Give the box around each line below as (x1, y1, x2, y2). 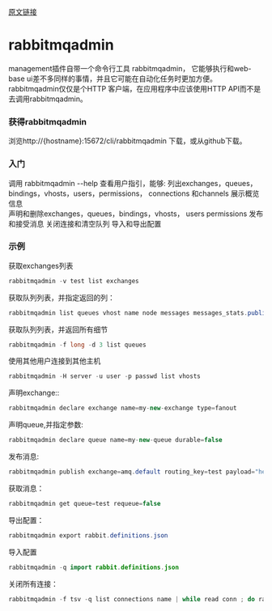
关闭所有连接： (8, 579, 58, 588)
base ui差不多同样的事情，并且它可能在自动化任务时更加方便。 (8, 74, 217, 83)
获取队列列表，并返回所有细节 (8, 325, 108, 334)
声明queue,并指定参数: (8, 420, 83, 430)
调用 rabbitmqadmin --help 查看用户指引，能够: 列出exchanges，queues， (8, 178, 257, 188)
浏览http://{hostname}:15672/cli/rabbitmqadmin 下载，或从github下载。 (8, 136, 247, 146)
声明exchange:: (8, 388, 60, 398)
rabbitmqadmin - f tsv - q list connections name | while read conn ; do (8, 595, 255, 603)
